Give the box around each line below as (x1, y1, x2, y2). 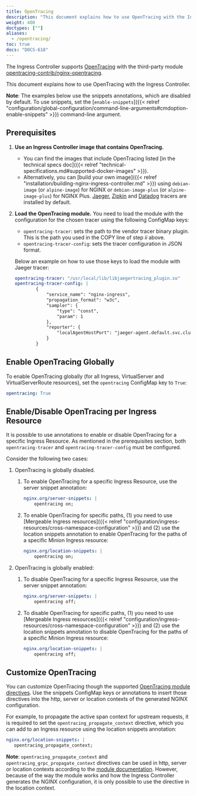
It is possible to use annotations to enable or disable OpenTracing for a (6, 432, 177, 439)
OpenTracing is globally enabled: (14, 564, 94, 571)
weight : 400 (6, 19, 35, 25)
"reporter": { (46, 325, 81, 330)
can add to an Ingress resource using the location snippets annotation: (6, 725, 177, 733)
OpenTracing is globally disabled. (14, 467, 96, 474)
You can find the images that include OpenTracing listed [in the (23, 155, 176, 162)
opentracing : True (6, 390, 51, 396)
